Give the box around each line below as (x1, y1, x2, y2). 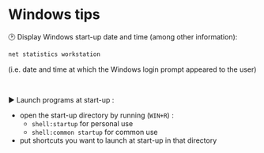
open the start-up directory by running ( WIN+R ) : (19, 110, 174, 120)
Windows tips (8, 6, 100, 24)
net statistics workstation (8, 50, 101, 58)
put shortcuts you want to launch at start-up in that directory (19, 136, 217, 145)
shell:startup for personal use (31, 118, 134, 128)
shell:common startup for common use (31, 127, 158, 136)
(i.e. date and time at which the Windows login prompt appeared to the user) (8, 65, 257, 74)
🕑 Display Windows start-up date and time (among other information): (8, 32, 238, 41)
